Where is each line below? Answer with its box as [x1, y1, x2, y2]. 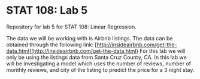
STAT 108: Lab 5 [6, 4, 88, 17]
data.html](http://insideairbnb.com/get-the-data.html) [6, 47, 139, 54]
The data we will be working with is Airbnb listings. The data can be [6, 34, 173, 42]
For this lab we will [140, 47, 186, 54]
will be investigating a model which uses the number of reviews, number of [6, 60, 192, 67]
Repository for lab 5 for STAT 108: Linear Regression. [6, 23, 137, 30]
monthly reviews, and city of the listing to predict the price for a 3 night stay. [6, 66, 195, 73]
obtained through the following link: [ [6, 41, 97, 48]
